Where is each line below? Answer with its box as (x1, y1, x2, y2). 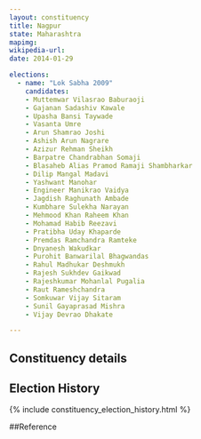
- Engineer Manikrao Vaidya (25, 186, 129, 196)
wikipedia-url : (9, 46, 66, 55)
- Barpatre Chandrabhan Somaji (25, 153, 141, 162)
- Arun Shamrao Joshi (25, 128, 105, 138)
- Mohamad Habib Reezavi (25, 219, 117, 227)
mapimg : (9, 37, 38, 47)
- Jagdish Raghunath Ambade (25, 195, 129, 204)
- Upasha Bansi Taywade (25, 112, 114, 121)
